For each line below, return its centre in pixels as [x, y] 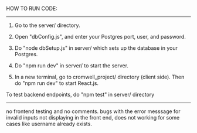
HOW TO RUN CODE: [32, 8]
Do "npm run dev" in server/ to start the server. [72, 66]
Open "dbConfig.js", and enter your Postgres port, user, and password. [100, 37]
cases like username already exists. [49, 124]
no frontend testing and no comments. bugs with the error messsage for [93, 111]
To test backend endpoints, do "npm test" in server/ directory [80, 94]
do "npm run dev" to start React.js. [56, 83]
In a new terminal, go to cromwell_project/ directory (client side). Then [99, 77]
